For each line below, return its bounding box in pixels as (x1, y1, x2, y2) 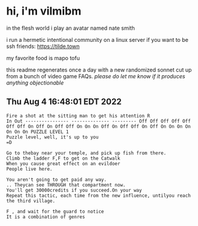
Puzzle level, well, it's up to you (6, 134, 99, 140)
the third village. (6, 197, 56, 204)
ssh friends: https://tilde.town (6, 43, 80, 50)
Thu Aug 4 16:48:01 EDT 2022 (6, 97, 122, 107)
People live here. (6, 166, 53, 172)
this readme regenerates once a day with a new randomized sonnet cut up (6, 66, 192, 74)
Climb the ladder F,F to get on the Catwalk (6, 155, 120, 162)
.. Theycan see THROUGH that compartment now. (6, 182, 126, 188)
